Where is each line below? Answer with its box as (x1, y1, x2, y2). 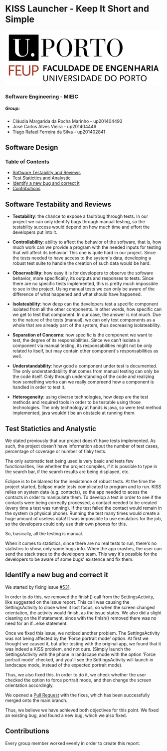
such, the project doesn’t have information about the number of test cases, (5, 443, 159, 449)
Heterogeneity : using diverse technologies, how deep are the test (12, 394, 149, 400)
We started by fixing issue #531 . (5, 584, 71, 590)
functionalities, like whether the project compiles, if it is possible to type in (5, 464, 158, 470)
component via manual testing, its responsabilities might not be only (12, 342, 153, 348)
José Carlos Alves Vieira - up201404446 (12, 123, 97, 129)
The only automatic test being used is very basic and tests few (5, 458, 134, 464)
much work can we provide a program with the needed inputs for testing (12, 244, 162, 250)
